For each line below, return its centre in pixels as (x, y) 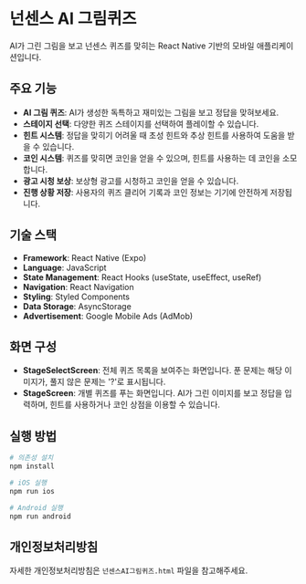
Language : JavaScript (64, 267)
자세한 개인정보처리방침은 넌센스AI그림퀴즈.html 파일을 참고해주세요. (129, 570)
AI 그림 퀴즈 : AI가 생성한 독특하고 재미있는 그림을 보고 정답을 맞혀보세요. (151, 112)
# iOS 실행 (28, 483)
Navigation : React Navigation (78, 287)
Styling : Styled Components (76, 297)
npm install (32, 466)
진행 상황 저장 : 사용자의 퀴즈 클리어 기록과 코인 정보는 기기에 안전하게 (145, 192)
